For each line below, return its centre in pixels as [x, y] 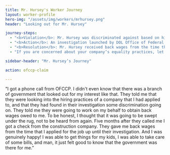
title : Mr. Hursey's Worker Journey [44, 10]
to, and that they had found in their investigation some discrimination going [83, 105]
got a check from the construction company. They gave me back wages [80, 126]
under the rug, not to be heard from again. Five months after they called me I [85, 121]
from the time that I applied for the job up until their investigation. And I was [84, 132]
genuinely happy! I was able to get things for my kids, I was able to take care [85, 137]
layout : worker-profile [30, 15]
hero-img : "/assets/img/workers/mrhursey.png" [55, 19]
